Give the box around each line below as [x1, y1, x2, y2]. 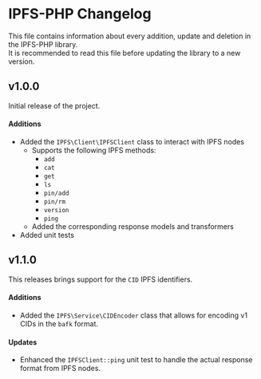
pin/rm [43, 197, 66, 206]
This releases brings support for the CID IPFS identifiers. [8, 274, 193, 284]
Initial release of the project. [8, 101, 101, 110]
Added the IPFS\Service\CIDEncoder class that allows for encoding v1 [19, 310, 248, 320]
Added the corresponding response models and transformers [31, 221, 234, 231]
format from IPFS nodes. [19, 364, 101, 373]
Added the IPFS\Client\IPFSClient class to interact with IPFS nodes [19, 136, 245, 146]
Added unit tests [19, 230, 74, 239]
